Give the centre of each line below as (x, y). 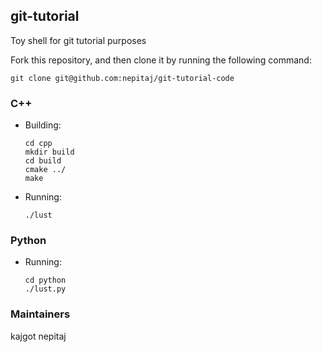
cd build (43, 161)
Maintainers (40, 314)
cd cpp (38, 144)
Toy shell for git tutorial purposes (78, 40)
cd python (45, 280)
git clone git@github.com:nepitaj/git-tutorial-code (122, 78)
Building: (43, 125)
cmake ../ (45, 170)
